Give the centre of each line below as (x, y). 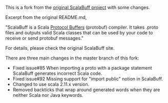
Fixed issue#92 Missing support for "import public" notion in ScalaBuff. (88, 79)
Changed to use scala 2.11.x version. (51, 84)
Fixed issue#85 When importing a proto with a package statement (82, 68)
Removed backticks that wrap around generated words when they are (86, 90)
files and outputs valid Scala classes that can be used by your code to (79, 33)
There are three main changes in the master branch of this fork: (72, 58)
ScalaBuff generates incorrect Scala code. (57, 73)
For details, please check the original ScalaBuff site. (60, 48)
